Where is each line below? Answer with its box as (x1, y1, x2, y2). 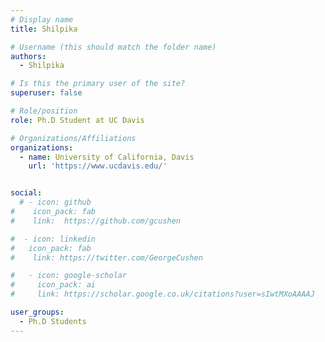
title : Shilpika (10, 24, 78, 34)
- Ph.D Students (19, 316, 87, 326)
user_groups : (10, 307, 65, 317)
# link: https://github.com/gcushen (10, 216, 182, 226)
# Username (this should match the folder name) (10, 42, 217, 52)
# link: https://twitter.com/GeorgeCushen (10, 252, 203, 263)
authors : (10, 51, 47, 61)
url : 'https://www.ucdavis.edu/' (28, 161, 168, 171)
